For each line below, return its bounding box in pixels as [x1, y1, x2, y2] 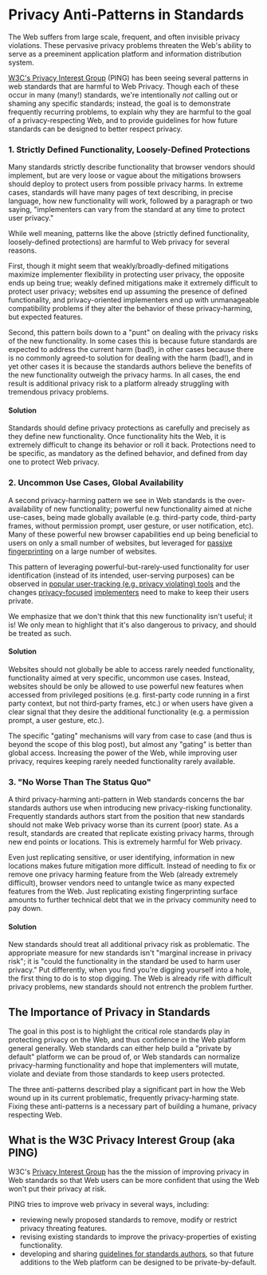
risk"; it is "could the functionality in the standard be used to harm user [8, 957, 241, 966]
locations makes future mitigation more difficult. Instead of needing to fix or [8, 861, 257, 871]
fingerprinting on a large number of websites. [8, 546, 157, 556]
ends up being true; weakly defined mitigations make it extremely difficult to [8, 278, 258, 288]
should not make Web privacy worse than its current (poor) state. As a [8, 820, 239, 829]
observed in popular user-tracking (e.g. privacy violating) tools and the [8, 578, 241, 589]
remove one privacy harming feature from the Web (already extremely [8, 869, 238, 879]
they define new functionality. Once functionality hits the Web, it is [8, 432, 226, 442]
